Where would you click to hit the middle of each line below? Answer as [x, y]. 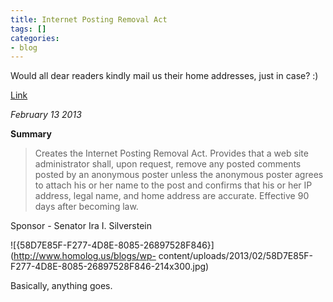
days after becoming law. [86, 207]
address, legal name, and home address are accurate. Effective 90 [172, 196]
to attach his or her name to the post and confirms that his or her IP [173, 185]
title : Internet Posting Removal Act [89, 19]
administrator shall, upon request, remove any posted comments [168, 164]
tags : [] [28, 29]
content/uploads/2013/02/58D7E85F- [235, 256]
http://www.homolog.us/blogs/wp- [85, 256]
